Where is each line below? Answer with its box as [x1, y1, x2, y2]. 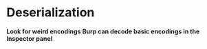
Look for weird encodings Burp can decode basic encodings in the [6, 27, 200, 35]
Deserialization [6, 5, 95, 20]
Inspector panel [6, 34, 53, 42]
